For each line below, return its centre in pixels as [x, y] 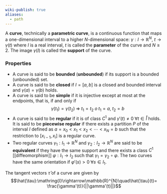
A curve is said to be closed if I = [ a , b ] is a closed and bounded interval [87, 85]
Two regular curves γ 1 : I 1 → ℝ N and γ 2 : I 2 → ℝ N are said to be [77, 143]
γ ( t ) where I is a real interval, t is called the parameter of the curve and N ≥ [82, 45]
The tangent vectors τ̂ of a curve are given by [52, 173]
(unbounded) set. [30, 79]
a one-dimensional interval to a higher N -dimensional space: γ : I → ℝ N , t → [83, 39]
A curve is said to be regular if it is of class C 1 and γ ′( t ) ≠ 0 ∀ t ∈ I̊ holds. [86, 118]
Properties [18, 63]
